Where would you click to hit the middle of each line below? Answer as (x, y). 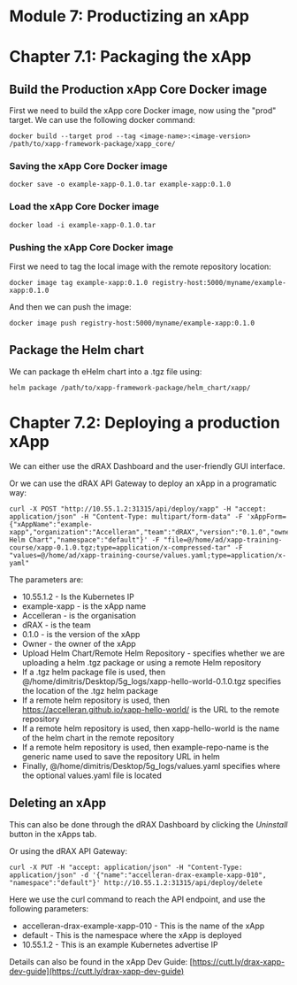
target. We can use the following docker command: (103, 120)
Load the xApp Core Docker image (84, 207)
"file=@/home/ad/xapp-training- (223, 540)
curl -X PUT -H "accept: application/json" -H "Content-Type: (126, 867)
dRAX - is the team (56, 625)
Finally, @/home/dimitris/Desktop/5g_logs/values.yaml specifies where (151, 766)
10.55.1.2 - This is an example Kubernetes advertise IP (120, 944)
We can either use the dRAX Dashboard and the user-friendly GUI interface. (147, 466)
